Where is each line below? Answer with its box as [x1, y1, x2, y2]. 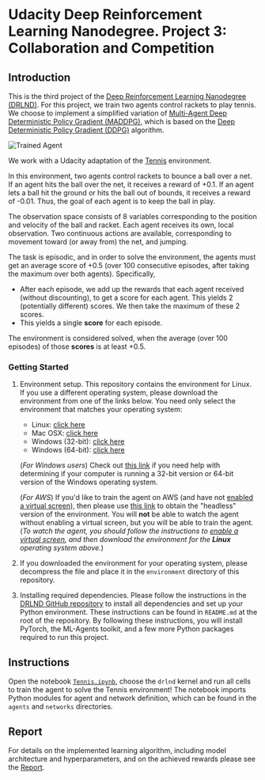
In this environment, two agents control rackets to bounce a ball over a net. [8, 172, 252, 180]
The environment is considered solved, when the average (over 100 [8, 334, 228, 343]
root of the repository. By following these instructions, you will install [19, 615, 243, 626]
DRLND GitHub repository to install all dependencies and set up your [19, 599, 244, 608]
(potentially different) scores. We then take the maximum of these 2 [19, 301, 240, 310]
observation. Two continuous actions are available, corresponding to [8, 229, 232, 238]
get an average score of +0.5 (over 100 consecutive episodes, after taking [8, 261, 250, 270]
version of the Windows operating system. [19, 477, 158, 487]
